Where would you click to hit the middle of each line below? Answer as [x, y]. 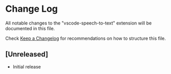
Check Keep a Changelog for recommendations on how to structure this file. [86, 38]
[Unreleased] [27, 54]
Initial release [27, 66]
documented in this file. [30, 28]
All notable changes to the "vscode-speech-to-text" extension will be [79, 23]
